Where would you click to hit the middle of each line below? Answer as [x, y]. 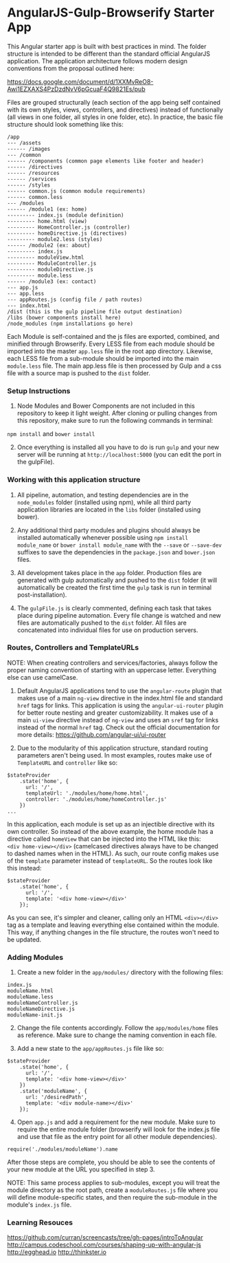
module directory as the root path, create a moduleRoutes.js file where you [113, 1190]
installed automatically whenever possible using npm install [103, 537]
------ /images [29, 149]
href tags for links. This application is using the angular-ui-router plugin [120, 705]
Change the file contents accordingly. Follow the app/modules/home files [117, 1028]
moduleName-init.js [35, 1015]
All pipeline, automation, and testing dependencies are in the [103, 494]
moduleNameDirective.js [41, 1009]
